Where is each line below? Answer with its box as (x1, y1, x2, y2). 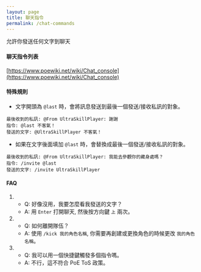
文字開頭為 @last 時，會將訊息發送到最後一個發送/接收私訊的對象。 (15, 102, 184, 110)
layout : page (6, 9, 40, 15)
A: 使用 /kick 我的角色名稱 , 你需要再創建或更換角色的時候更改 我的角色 (24, 229, 195, 237)
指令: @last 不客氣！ (6, 123, 56, 129)
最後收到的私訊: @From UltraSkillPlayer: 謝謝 (6, 116, 119, 122)
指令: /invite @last (6, 160, 57, 166)
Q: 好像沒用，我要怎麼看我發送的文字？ (24, 200, 123, 207)
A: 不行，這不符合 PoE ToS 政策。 (24, 259, 109, 266)
